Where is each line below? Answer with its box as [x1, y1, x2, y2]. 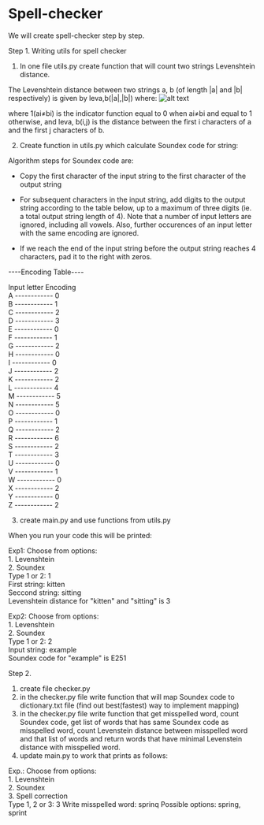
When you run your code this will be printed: [8, 530, 152, 540]
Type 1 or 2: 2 [8, 636, 53, 646]
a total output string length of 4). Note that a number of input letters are [19, 211, 252, 221]
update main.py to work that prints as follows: [19, 750, 168, 760]
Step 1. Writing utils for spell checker [8, 46, 128, 55]
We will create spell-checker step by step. [8, 31, 145, 40]
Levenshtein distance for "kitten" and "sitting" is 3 [8, 596, 171, 605]
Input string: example [8, 645, 77, 654]
